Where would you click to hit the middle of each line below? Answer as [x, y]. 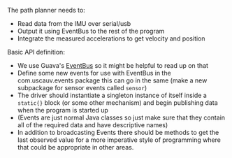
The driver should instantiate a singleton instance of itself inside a [112, 95]
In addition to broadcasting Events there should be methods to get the [118, 132]
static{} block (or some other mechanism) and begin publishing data [117, 103]
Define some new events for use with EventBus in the [94, 73]
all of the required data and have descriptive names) [93, 125]
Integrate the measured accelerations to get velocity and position [111, 38]
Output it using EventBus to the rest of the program [91, 31]
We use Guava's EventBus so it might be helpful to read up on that [113, 65]
